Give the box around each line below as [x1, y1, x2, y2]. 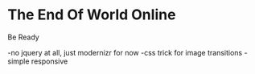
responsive [31, 56, 68, 66]
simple [7, 56, 30, 66]
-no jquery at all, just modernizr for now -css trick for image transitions [7, 47, 243, 57]
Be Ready [7, 32, 39, 42]
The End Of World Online [7, 6, 176, 24]
